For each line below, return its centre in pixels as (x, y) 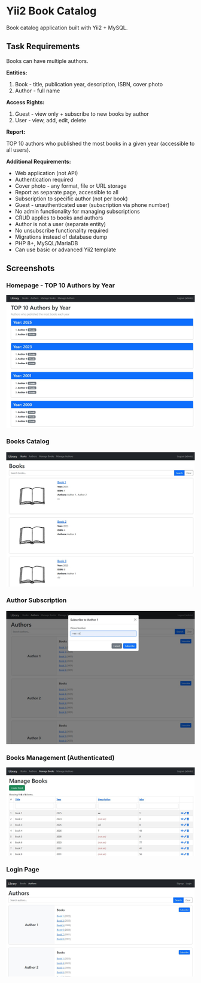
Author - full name (37, 91)
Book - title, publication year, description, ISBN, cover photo (89, 84)
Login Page (23, 869)
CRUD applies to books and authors (59, 218)
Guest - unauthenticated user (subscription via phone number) (92, 205)
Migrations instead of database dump (61, 237)
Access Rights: (25, 102)
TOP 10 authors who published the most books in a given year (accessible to (100, 143)
